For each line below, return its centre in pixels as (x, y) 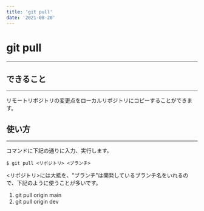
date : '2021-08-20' (31, 18)
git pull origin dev (37, 202)
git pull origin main (38, 195)
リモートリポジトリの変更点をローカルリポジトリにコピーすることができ (97, 100)
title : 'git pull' (29, 12)
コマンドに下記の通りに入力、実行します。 (59, 151)
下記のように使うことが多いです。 (59, 183)
